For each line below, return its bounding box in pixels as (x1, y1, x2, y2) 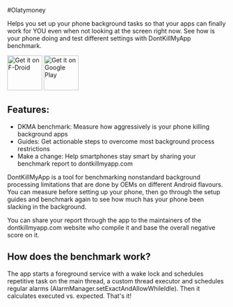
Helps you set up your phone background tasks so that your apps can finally (7, 19, 226, 27)
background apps (17, 129, 68, 138)
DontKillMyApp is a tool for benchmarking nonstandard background (7, 173, 200, 181)
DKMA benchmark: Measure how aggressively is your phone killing (17, 122, 210, 131)
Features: (7, 104, 50, 116)
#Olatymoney (7, 6, 47, 14)
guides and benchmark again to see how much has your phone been (7, 195, 204, 203)
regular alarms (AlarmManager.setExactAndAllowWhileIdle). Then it (7, 284, 200, 292)
